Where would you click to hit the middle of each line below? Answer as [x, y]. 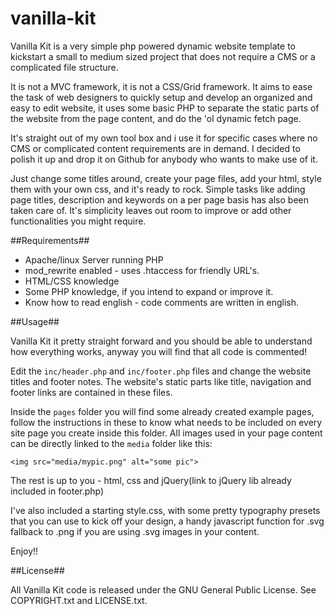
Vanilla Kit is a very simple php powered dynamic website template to [153, 46]
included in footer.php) [57, 491]
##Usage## [35, 321]
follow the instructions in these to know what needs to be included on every [166, 422]
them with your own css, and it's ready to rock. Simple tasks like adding [158, 189]
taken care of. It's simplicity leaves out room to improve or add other [151, 210]
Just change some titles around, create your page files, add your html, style [166, 178]
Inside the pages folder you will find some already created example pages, [162, 411]
